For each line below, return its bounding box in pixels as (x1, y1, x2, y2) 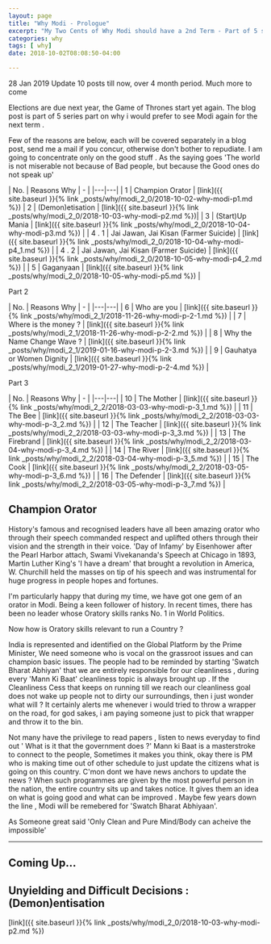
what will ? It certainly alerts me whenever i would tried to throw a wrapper (8, 700, 256, 709)
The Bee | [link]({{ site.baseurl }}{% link (8, 411, 140, 420)
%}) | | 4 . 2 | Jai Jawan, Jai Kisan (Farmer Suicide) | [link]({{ (36, 245, 239, 255)
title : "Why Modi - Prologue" (8, 19, 110, 27)
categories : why (8, 34, 63, 43)
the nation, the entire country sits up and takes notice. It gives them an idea (8, 783, 260, 793)
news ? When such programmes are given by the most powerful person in (8, 775, 254, 785)
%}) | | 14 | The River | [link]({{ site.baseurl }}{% (90, 445, 250, 454)
